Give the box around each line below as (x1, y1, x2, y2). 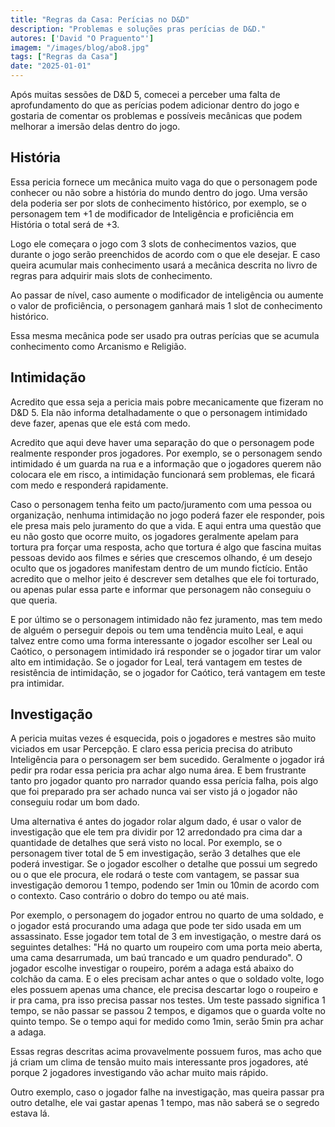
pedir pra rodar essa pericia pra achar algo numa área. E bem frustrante (10, 764, 307, 776)
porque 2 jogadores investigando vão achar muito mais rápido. (10, 1067, 269, 1079)
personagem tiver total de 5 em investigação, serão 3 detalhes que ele (10, 847, 301, 860)
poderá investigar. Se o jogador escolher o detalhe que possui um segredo (10, 858, 318, 870)
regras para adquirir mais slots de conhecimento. (10, 269, 213, 281)
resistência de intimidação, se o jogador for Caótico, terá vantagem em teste (10, 666, 326, 678)
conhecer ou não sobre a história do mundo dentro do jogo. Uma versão (10, 186, 308, 198)
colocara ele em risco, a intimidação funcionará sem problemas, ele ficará (10, 468, 316, 480)
